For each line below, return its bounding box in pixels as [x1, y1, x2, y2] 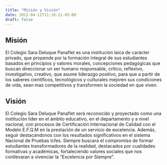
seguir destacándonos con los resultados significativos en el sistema [5, 132, 151, 138]
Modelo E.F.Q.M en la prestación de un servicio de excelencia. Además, [5, 127, 156, 133]
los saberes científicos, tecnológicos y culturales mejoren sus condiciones [5, 77, 162, 83]
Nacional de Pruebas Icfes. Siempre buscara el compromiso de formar [5, 137, 153, 144]
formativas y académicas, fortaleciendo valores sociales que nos [5, 149, 142, 154]
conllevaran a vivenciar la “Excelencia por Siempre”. [5, 154, 115, 160]
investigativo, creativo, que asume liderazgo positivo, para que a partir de [5, 71, 160, 77]
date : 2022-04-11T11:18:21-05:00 [5, 12, 77, 17]
